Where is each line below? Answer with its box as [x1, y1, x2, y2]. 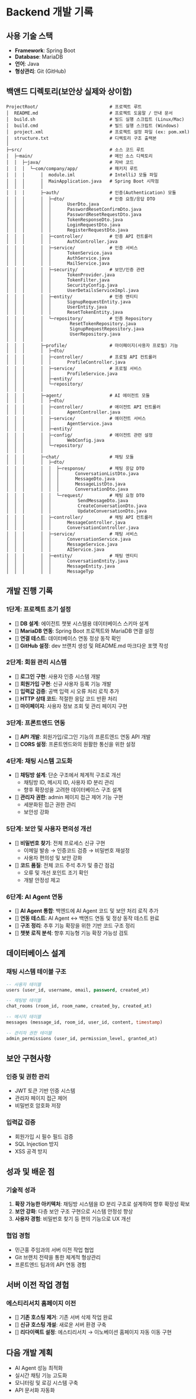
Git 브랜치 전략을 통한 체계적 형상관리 [14, 1253, 101, 1260]
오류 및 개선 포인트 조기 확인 [23, 869, 89, 876]
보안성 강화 [23, 808, 49, 816]
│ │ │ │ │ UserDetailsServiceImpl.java [6, 287, 139, 293]
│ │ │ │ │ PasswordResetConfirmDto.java [6, 206, 142, 212]
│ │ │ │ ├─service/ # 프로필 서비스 [6, 365, 142, 371]
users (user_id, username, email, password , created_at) [6, 987, 150, 993]
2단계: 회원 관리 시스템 [6, 658, 67, 666]
